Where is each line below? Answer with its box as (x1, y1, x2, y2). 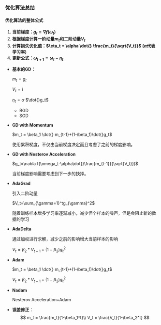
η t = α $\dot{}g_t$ (12, 97, 49, 104)
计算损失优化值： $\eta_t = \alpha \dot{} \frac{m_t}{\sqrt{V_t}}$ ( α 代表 (12, 43, 156, 49)
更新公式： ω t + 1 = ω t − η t (12, 55, 64, 62)
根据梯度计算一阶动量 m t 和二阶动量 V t (12, 35, 86, 43)
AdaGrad (12, 180, 30, 186)
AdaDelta (12, 226, 31, 232)
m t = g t (12, 76, 27, 83)
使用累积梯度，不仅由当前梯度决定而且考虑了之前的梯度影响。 (12, 141, 135, 147)
